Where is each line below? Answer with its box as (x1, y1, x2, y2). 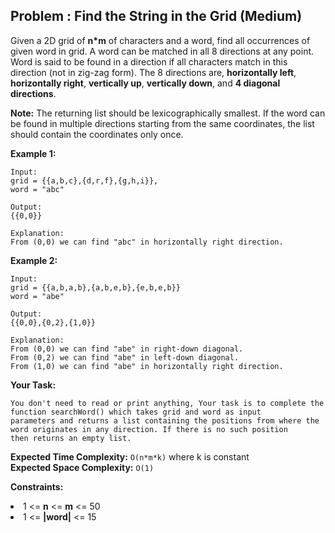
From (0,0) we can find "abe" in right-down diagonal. (10, 344, 244, 354)
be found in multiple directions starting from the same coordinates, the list (10, 117, 315, 129)
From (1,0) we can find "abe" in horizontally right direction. (10, 361, 284, 371)
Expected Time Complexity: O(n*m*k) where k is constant (10, 450, 250, 463)
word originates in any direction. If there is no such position (10, 424, 288, 434)
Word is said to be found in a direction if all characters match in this (10, 55, 288, 68)
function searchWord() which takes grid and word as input (10, 407, 262, 417)
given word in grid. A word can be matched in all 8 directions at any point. (10, 45, 315, 57)
